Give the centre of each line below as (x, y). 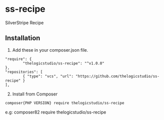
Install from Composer (35, 94)
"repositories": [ (24, 72)
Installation (23, 38)
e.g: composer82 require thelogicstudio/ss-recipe (56, 112)
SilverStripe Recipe (24, 23)
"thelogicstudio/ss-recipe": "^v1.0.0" (64, 63)
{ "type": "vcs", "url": (48, 76)
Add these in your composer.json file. (50, 50)
